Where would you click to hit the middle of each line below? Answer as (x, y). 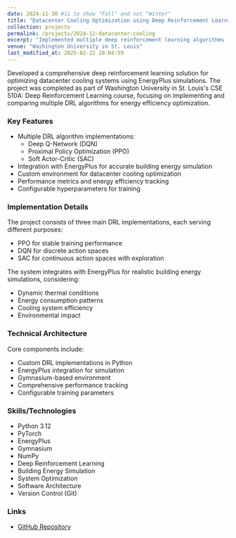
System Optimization (47, 478)
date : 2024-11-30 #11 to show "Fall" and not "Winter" (89, 14)
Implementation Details (48, 207)
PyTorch (29, 434)
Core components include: (46, 349)
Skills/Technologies (42, 411)
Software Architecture (50, 486)
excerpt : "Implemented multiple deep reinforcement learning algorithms (116, 40)
